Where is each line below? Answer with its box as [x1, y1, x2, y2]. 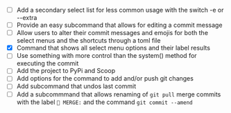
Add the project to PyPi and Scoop [16, 67, 116, 75]
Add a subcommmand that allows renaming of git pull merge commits [16, 90, 221, 99]
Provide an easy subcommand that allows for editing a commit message [16, 21, 223, 30]
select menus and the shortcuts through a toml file [16, 37, 161, 45]
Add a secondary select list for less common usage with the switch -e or [16, 6, 224, 14]
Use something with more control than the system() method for [16, 52, 197, 60]
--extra [16, 14, 37, 22]
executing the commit [16, 59, 79, 68]
